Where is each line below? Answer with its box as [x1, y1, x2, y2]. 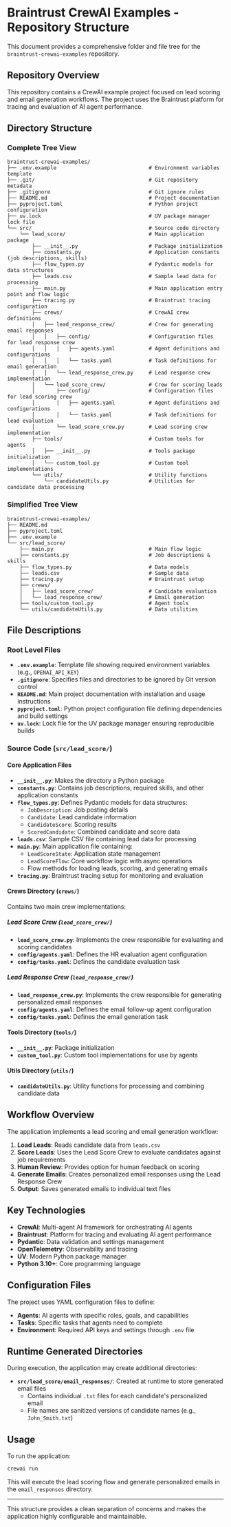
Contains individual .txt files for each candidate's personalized [27, 1392, 208, 1400]
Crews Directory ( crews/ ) [7, 887, 80, 896]
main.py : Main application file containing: [16, 842, 133, 850]
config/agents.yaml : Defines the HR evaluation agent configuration [16, 950, 208, 958]
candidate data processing [7, 484, 85, 491]
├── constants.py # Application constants [32, 249, 220, 256]
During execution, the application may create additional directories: [7, 1364, 197, 1372]
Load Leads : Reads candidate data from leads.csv [16, 1141, 161, 1149]
